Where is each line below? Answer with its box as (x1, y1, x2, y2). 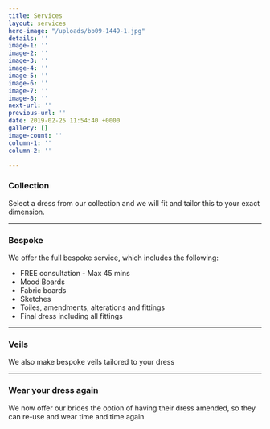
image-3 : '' (8, 57, 48, 65)
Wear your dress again (8, 385, 99, 396)
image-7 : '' (8, 86, 48, 95)
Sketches (19, 294, 51, 303)
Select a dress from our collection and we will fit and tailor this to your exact (8, 198, 260, 208)
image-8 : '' (8, 94, 48, 102)
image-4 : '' (8, 64, 48, 72)
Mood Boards (19, 277, 66, 287)
